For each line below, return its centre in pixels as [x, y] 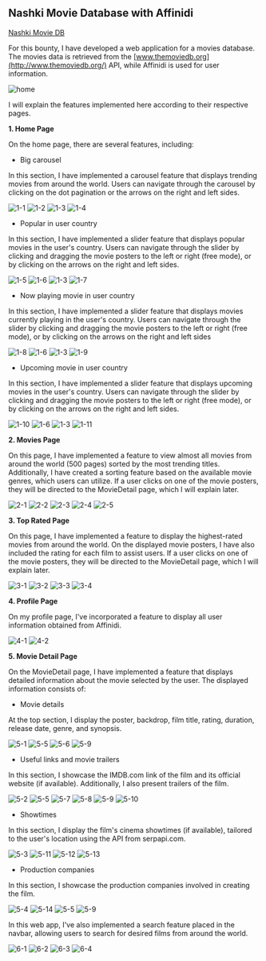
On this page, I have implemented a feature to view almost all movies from [130, 455]
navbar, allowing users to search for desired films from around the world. [128, 933]
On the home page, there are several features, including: [101, 144]
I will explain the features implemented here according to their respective [129, 104]
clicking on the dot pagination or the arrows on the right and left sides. [124, 192]
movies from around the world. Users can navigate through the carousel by [132, 184]
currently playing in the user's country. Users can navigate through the [125, 319]
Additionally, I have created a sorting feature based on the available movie [130, 472]
